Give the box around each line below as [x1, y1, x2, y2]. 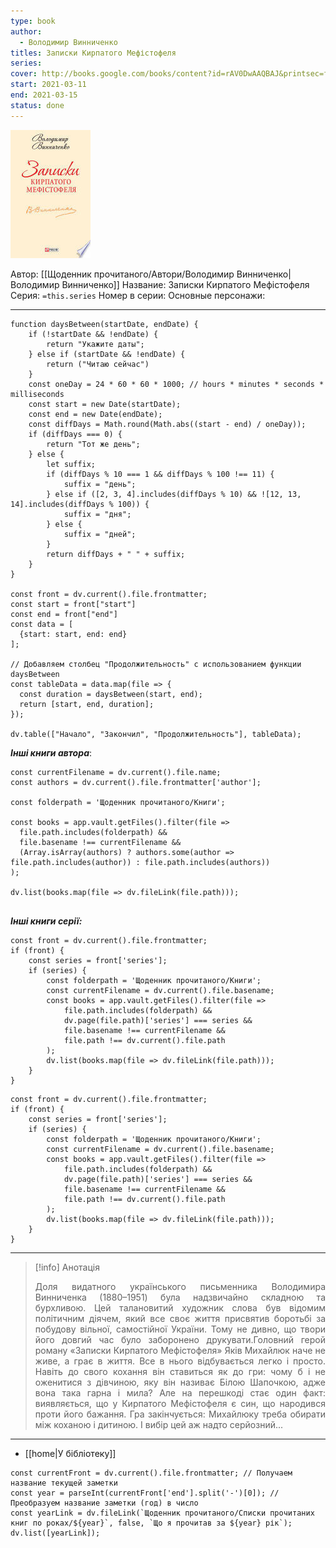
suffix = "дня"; [63, 509, 132, 519]
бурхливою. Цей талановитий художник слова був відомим [34, 1301, 326, 1314]
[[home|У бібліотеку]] [24, 1447, 117, 1459]
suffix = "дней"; [63, 529, 137, 539]
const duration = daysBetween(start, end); [19, 689, 203, 699]
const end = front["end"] [10, 609, 118, 619]
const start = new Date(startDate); [28, 399, 182, 409]
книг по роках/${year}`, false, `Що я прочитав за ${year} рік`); [10, 1518, 293, 1528]
